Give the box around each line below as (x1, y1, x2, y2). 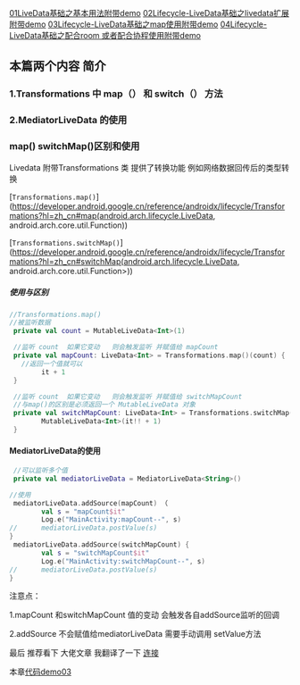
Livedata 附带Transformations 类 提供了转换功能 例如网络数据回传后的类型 (9, 162, 282, 172)
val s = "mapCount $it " (41, 507, 126, 516)
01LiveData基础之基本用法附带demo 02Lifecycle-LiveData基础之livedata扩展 (9, 8, 290, 18)
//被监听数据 (9, 318, 51, 328)
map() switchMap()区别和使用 (9, 140, 140, 153)
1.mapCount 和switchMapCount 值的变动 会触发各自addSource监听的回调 (9, 610, 279, 621)
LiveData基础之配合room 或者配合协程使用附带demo (9, 30, 201, 40)
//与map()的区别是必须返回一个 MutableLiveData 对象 (12, 400, 196, 409)
